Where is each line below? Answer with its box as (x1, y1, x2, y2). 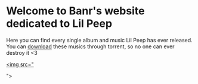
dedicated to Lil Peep (6, 17, 112, 30)
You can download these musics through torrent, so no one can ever (6, 43, 175, 50)
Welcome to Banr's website (6, 4, 145, 18)
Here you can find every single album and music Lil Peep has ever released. (6, 36, 193, 43)
